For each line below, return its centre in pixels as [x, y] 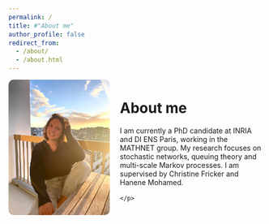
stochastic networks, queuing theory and [188, 156]
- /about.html [39, 60]
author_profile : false [47, 34]
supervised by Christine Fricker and [179, 174]
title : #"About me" [41, 26]
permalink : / [30, 17]
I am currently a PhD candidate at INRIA [186, 131]
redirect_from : [34, 43]
